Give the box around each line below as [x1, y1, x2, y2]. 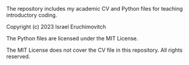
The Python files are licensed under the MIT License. [6, 35, 138, 42]
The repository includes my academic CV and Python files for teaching [6, 5, 183, 12]
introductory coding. [6, 11, 58, 19]
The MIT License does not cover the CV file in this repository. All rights [6, 46, 183, 54]
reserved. [6, 53, 30, 60]
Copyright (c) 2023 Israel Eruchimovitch [6, 23, 107, 30]
